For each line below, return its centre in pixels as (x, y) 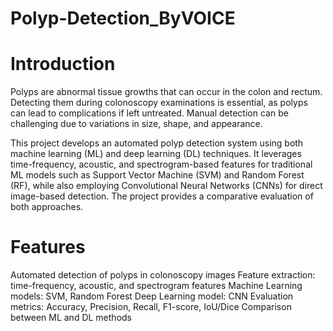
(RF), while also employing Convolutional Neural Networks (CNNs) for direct (166, 186)
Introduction (63, 64)
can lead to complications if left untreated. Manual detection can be (149, 113)
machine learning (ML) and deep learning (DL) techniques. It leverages (156, 154)
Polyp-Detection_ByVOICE (123, 18)
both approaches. (47, 207)
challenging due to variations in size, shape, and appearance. (136, 124)
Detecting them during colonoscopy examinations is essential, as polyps (159, 103)
